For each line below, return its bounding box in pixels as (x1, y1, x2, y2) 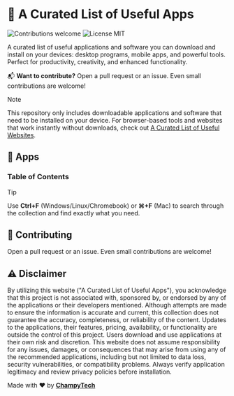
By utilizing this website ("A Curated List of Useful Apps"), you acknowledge (7, 286, 227, 295)
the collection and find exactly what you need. (7, 208, 140, 217)
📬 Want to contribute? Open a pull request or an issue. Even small (7, 71, 201, 79)
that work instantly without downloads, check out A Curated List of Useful (7, 123, 220, 132)
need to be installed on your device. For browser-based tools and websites (7, 116, 223, 124)
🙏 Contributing (7, 229, 73, 241)
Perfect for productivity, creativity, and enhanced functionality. (7, 57, 188, 66)
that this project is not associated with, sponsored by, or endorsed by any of (7, 294, 227, 302)
